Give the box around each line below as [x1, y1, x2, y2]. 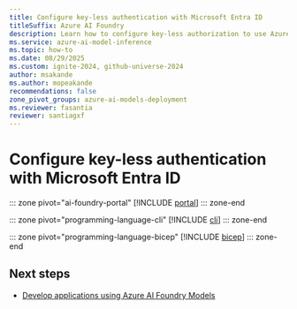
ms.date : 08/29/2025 [9, 54, 86, 63]
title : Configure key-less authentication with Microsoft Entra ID [9, 12, 263, 22]
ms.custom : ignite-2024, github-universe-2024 [9, 63, 184, 72]
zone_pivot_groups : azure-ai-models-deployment [9, 94, 188, 104]
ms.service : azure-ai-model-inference [9, 37, 152, 47]
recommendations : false [9, 87, 97, 95]
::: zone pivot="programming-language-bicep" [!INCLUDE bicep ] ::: [9, 231, 255, 243]
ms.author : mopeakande [9, 79, 93, 87]
